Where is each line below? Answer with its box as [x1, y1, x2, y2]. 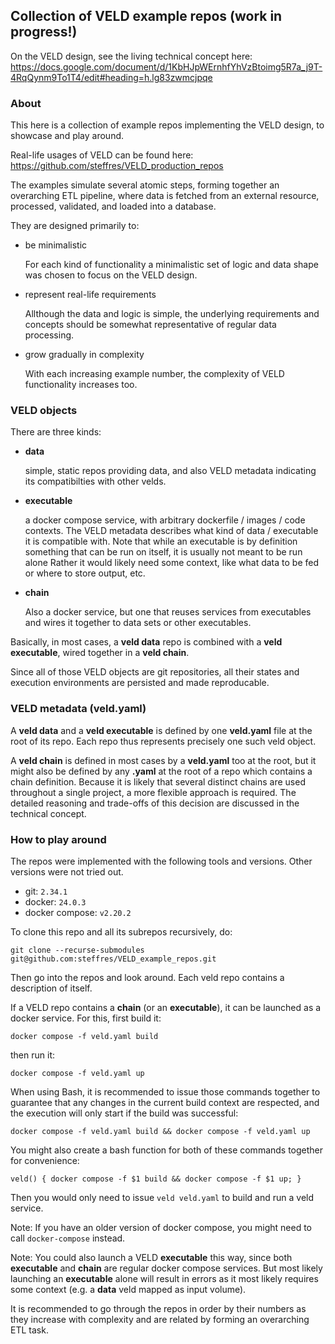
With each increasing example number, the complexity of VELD [24, 368, 285, 380]
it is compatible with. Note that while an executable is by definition [24, 535, 298, 548]
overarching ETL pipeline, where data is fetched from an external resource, [10, 190, 320, 202]
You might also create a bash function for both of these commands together [10, 1144, 324, 1156]
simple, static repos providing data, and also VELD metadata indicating [24, 465, 317, 477]
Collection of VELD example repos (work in [10, 8, 283, 25]
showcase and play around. [10, 130, 125, 142]
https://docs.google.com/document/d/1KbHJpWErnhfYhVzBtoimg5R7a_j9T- [10, 60, 323, 73]
